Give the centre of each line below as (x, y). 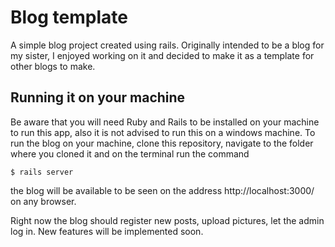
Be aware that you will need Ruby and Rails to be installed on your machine (165, 122)
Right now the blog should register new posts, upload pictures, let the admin (167, 220)
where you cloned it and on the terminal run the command (130, 153)
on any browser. (43, 201)
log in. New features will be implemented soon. (107, 231)
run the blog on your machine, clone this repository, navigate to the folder (162, 143)
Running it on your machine (98, 97)
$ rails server (42, 172)
